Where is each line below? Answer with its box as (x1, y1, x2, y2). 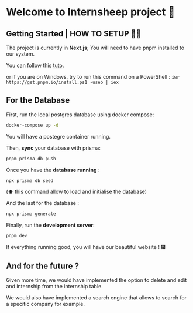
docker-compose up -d (6, 122, 59, 128)
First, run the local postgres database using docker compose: (6, 111, 154, 118)
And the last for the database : (6, 200, 79, 207)
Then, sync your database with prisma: (6, 144, 101, 152)
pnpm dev (6, 233, 27, 239)
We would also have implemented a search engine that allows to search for (6, 294, 187, 301)
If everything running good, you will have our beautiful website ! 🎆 (6, 244, 166, 251)
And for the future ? (6, 261, 80, 271)
